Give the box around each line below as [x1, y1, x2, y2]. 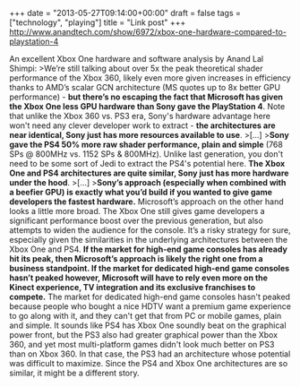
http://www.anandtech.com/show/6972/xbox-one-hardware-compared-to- [9, 27, 287, 37]
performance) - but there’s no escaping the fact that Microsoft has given [9, 91, 284, 102]
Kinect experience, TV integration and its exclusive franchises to [9, 282, 256, 292]
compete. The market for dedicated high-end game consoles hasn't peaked [9, 291, 291, 302]
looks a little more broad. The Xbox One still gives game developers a [9, 206, 266, 216]
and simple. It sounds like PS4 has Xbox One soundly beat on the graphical [9, 320, 287, 331]
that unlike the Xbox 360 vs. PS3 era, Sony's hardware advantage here [9, 111, 271, 121]
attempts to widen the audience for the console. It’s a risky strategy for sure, [9, 225, 291, 236]
